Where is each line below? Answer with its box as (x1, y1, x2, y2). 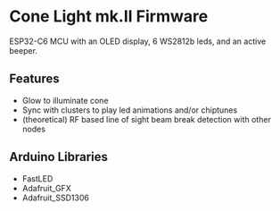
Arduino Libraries (9, 149, 109, 165)
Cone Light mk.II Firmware (9, 6, 209, 27)
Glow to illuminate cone (21, 95, 109, 105)
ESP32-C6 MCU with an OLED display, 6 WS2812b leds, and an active (9, 36, 267, 46)
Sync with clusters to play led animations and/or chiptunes (21, 105, 238, 115)
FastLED (21, 173, 54, 184)
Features (9, 72, 60, 87)
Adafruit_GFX (21, 182, 71, 193)
